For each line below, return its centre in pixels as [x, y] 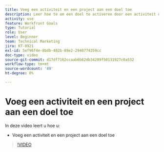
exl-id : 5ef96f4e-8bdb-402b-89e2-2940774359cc [53, 50]
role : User [16, 32]
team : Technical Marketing [32, 42]
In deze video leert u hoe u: [32, 126]
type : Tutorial [20, 28]
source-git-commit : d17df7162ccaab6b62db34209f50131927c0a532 [70, 60]
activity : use [20, 19]
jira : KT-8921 [20, 46]
